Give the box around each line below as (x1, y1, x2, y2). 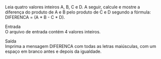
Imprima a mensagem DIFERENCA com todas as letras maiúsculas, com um (5, 44, 157, 49)
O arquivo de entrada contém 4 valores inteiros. (5, 29, 101, 34)
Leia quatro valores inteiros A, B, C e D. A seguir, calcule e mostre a (5, 4, 140, 10)
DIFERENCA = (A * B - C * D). (5, 15, 65, 20)
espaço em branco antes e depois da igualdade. (5, 48, 102, 54)
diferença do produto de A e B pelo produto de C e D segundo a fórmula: (5, 9, 151, 15)
